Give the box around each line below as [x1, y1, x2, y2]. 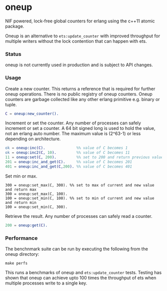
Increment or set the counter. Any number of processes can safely [5, 120, 141, 126]
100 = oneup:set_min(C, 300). [5, 204, 68, 209]
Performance [5, 234, 38, 241]
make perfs [5, 261, 28, 266]
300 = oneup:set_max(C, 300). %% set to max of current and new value [5, 183, 155, 188]
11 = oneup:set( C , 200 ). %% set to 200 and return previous [5, 155, 150, 160]
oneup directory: [5, 251, 40, 257]
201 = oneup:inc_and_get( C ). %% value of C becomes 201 [5, 160, 133, 165]
